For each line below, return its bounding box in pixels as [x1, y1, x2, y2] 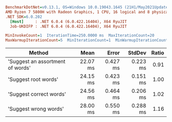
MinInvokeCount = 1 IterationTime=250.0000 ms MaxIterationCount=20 [5, 33, 155, 38]
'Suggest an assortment [8, 58, 66, 65]
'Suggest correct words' [8, 91, 67, 98]
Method [29, 49, 49, 56]
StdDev [127, 49, 147, 56]
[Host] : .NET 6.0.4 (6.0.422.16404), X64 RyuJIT [10, 19, 127, 24]
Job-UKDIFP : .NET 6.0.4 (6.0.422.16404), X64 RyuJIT [10, 24, 127, 29]
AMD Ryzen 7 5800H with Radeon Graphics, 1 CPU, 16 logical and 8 [5, 9, 150, 14]
